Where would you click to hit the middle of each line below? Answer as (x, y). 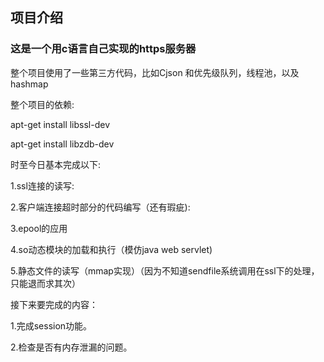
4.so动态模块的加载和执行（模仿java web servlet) (111, 249)
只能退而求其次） (45, 283)
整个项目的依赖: (42, 104)
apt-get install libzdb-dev (62, 144)
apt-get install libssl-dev (60, 124)
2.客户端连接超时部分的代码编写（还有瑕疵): (100, 207)
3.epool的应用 (39, 228)
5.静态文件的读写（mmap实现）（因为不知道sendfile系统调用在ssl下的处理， (165, 270)
